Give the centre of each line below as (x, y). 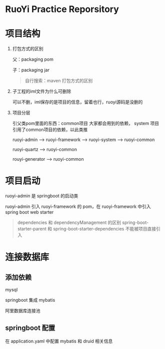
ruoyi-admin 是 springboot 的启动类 (42, 196)
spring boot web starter (29, 212)
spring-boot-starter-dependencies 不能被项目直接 (105, 229)
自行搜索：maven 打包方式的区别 (59, 81)
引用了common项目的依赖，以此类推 (50, 130)
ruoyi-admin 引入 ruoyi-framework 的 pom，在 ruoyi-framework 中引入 (78, 206)
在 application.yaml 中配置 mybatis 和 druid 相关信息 (59, 341)
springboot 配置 (30, 328)
